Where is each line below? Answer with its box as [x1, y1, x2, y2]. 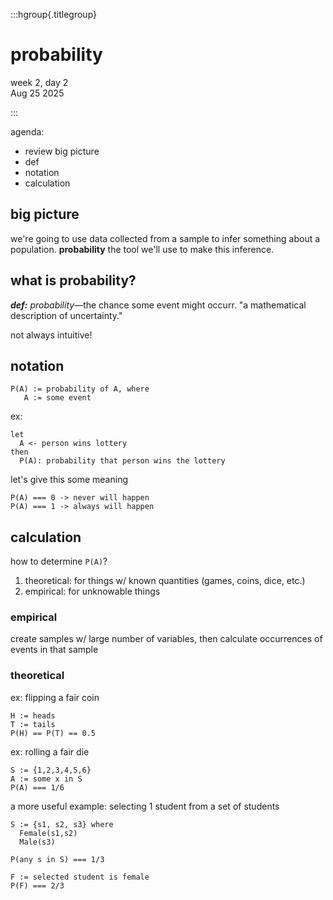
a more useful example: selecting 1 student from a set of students [10, 800, 280, 812]
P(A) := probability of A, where [10, 384, 150, 394]
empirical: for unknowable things [24, 585, 161, 598]
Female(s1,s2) [19, 828, 78, 838]
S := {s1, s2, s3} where [10, 819, 114, 829]
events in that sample [10, 644, 99, 656]
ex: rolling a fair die [10, 745, 90, 758]
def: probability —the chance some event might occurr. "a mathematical [10, 299, 307, 311]
